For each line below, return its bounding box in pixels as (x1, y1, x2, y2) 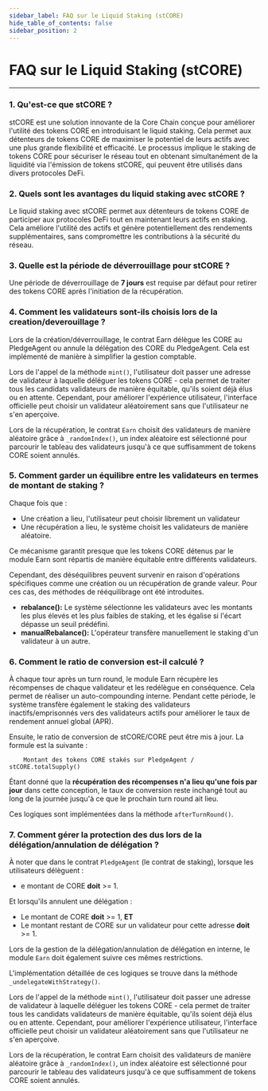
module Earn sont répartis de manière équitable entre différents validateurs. (9, 554, 258, 564)
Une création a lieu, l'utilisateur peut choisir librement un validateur (20, 514, 241, 523)
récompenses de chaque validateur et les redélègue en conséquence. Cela (9, 683, 255, 692)
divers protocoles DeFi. (9, 168, 86, 178)
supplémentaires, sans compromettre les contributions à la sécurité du (9, 231, 241, 241)
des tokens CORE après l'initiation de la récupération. (9, 286, 184, 296)
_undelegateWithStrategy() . (9, 977, 101, 987)
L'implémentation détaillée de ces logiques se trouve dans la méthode (9, 968, 238, 978)
